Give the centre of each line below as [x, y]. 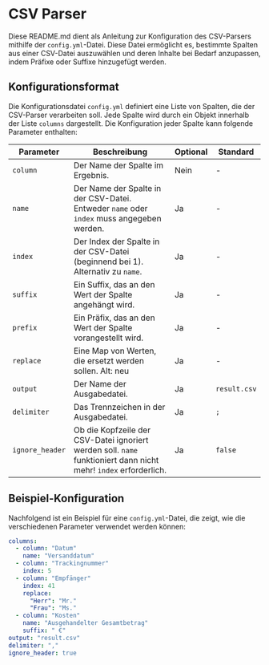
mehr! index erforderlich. [120, 470]
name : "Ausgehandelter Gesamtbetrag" [86, 623]
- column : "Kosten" [48, 616]
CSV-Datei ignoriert [111, 440]
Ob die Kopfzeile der [112, 430]
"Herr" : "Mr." [53, 601]
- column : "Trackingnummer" [62, 564]
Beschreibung [120, 152]
